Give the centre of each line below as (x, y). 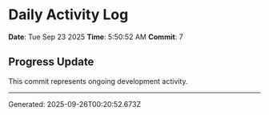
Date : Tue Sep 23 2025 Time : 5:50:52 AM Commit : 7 (96, 37)
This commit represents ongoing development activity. (98, 81)
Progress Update (51, 62)
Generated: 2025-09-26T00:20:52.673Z (75, 104)
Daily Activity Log (68, 15)
